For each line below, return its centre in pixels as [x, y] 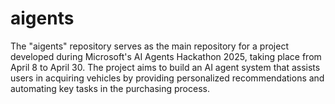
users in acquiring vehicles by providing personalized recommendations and [167, 78]
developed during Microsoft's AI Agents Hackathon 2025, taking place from [166, 56]
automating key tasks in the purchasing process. [110, 88]
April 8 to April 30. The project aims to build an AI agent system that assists [165, 67]
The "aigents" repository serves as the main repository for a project [149, 46]
